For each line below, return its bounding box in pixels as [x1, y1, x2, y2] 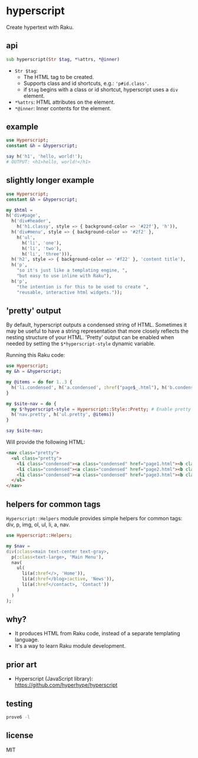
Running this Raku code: [6, 352, 65, 359]
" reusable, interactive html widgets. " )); [16, 289, 123, 296]
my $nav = [6, 543, 31, 549]
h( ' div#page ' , [6, 212, 41, 219]
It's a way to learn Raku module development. [14, 642, 126, 649]
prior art [6, 659, 37, 670]
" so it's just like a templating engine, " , [16, 267, 128, 274]
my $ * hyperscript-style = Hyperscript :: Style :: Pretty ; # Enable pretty [11, 406, 192, 412]
